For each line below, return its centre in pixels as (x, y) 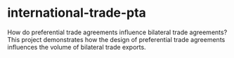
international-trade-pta (77, 13)
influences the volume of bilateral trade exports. (77, 47)
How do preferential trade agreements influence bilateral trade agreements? (117, 32)
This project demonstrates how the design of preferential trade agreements (116, 39)
